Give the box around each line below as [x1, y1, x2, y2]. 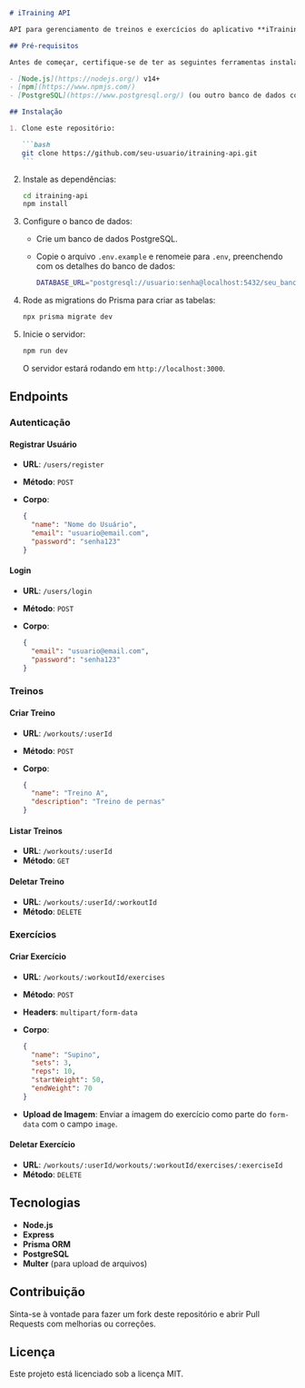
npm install [22, 200, 68, 209]
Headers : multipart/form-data [22, 1006, 138, 1017]
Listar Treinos [9, 825, 64, 836]
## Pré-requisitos [9, 41, 79, 50]
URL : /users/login [22, 585, 93, 596]
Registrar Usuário [9, 439, 77, 450]
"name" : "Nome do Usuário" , [31, 520, 138, 530]
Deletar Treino [9, 876, 65, 887]
